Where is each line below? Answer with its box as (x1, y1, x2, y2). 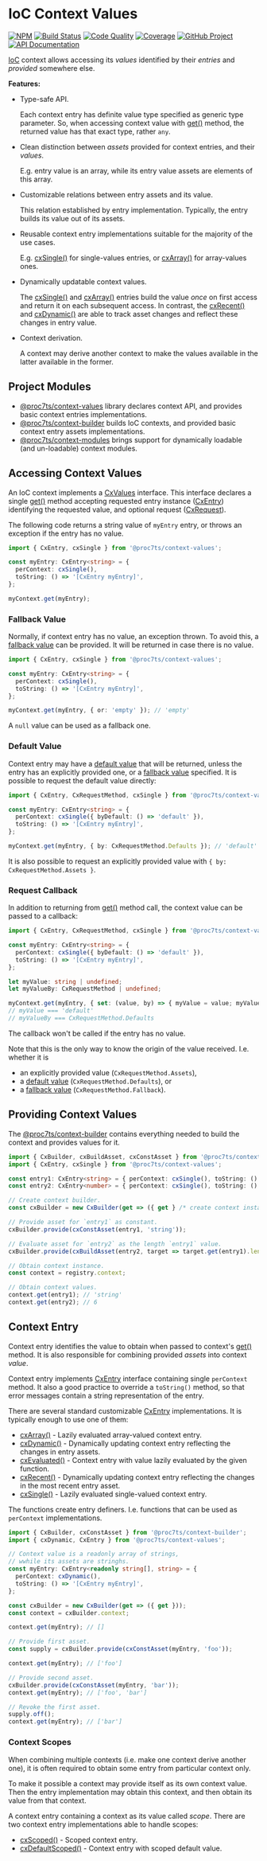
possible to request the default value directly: (8, 775, 157, 785)
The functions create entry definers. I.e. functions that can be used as (8, 1504, 238, 1514)
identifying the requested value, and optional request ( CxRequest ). (8, 505, 226, 514)
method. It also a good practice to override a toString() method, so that (8, 1382, 245, 1391)
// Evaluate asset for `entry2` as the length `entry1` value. (8, 1239, 222, 1248)
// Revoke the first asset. (8, 1703, 102, 1711)
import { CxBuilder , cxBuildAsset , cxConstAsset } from (8, 1153, 197, 1161)
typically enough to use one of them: (8, 1414, 129, 1424)
